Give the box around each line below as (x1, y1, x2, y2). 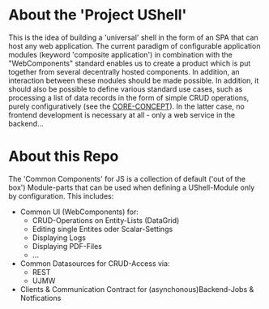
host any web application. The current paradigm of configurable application (8, 41, 261, 50)
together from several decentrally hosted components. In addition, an (8, 67, 241, 76)
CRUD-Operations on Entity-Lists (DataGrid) (32, 215, 180, 225)
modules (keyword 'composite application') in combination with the (8, 49, 233, 59)
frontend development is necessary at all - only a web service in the (8, 109, 236, 119)
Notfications (19, 293, 62, 303)
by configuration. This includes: (8, 191, 114, 200)
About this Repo (8, 148, 119, 165)
